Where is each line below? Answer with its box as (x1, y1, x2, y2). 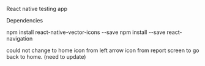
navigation (6, 35, 33, 42)
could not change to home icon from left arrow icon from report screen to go (6, 47, 199, 54)
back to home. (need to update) (6, 53, 86, 60)
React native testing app (6, 5, 68, 12)
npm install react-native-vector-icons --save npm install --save (6, 28, 166, 36)
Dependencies (6, 17, 43, 24)
